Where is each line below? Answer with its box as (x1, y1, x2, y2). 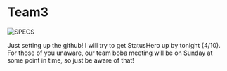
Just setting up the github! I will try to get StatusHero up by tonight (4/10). (7, 41, 221, 49)
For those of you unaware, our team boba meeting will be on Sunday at (7, 49, 213, 57)
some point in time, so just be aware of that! (7, 56, 135, 64)
